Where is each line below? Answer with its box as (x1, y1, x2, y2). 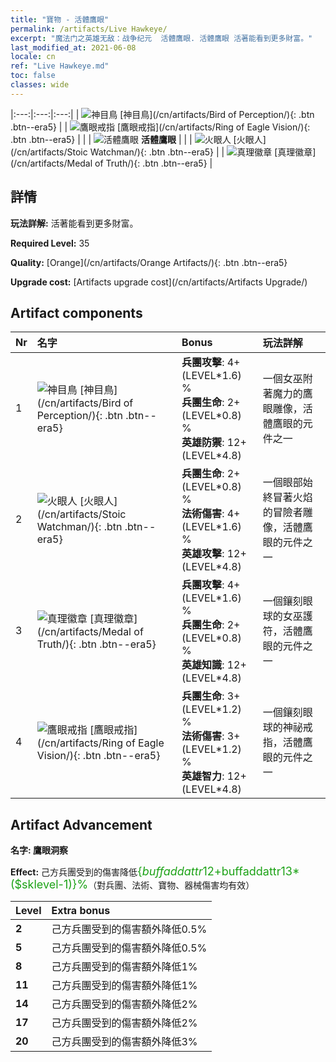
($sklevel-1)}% (10, 877, 89, 892)
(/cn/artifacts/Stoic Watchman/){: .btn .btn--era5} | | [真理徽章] (10, 146, 317, 158)
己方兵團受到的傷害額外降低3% (51, 1035, 198, 1049)
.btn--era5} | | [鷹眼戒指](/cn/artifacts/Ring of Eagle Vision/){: (10, 121, 311, 133)
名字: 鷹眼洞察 (10, 844, 68, 856)
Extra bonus (51, 904, 111, 918)
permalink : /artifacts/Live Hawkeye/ (10, 24, 168, 34)
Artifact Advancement (10, 816, 153, 833)
